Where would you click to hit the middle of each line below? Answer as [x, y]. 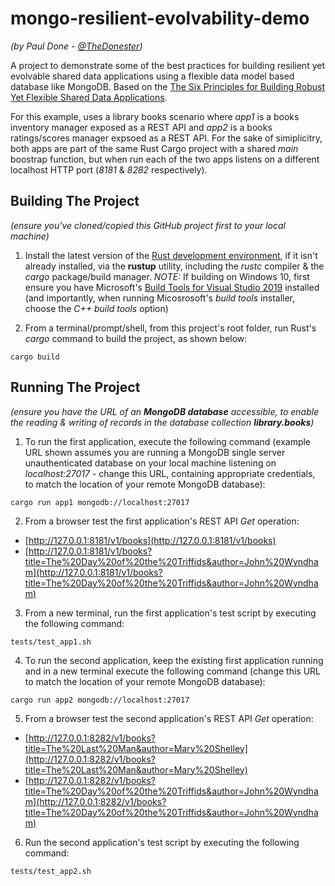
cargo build [35, 357]
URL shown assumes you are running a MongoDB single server [155, 452]
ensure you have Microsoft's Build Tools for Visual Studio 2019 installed [172, 287]
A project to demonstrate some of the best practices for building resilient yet [167, 65]
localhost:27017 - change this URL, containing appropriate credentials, [170, 473]
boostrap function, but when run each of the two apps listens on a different [165, 159]
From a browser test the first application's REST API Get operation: [162, 521]
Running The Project [75, 387]
